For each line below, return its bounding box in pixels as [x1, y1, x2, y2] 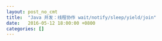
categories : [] [6, 25, 45, 32]
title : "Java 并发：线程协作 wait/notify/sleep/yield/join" [6, 14, 157, 20]
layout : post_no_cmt [6, 8, 58, 15]
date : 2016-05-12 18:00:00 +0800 [6, 20, 96, 26]
